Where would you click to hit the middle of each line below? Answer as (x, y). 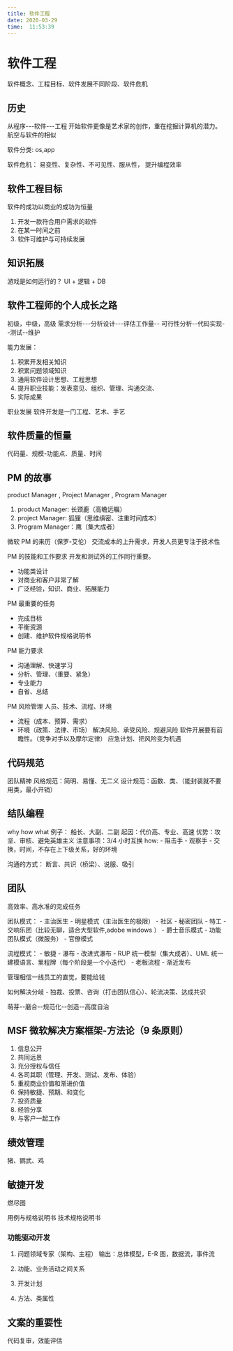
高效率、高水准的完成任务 (44, 906)
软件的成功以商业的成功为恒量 (50, 206)
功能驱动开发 (29, 1237)
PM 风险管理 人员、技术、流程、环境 (60, 707)
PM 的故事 (30, 477)
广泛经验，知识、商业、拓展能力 (63, 589)
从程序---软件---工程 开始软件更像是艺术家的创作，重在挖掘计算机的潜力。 (114, 126)
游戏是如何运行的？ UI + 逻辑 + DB (57, 281)
